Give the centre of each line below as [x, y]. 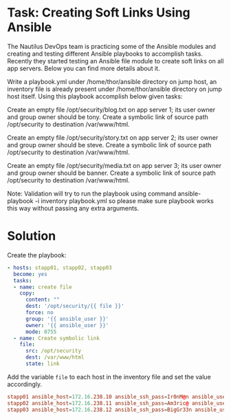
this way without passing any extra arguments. [73, 208]
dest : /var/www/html [55, 357]
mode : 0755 [41, 332]
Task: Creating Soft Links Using [99, 13]
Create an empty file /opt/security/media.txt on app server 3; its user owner [114, 165]
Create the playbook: [37, 255]
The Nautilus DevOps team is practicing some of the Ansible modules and [112, 46]
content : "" [42, 300]
